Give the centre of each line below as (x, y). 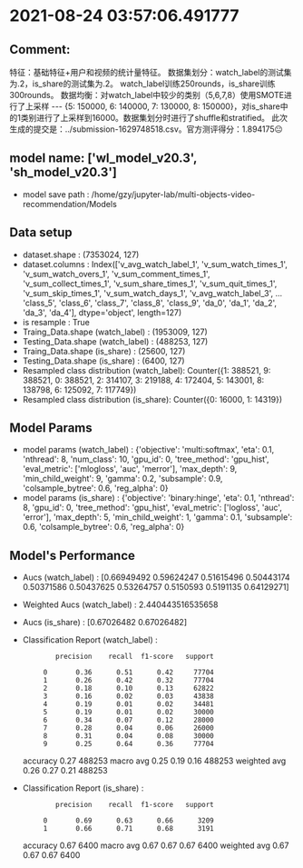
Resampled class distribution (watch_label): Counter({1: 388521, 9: (147, 370)
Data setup (41, 233)
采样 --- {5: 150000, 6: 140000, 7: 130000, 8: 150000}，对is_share (157, 106)
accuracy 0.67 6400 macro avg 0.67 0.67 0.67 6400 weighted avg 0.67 (156, 845)
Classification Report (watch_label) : (90, 640)
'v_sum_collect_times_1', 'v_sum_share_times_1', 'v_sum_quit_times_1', (150, 284)
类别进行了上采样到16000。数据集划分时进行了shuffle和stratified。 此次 (154, 118)
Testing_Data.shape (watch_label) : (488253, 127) (115, 341)
